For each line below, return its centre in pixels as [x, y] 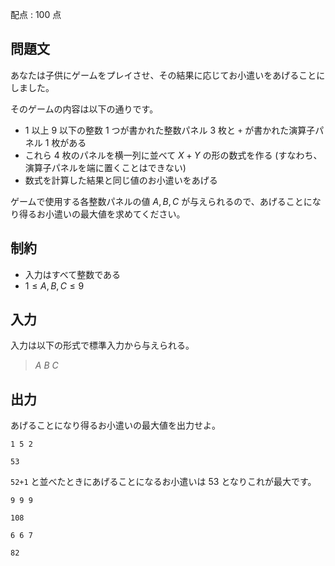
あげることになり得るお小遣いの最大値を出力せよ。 [115, 425]
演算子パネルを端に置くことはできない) [105, 167]
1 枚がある [65, 142]
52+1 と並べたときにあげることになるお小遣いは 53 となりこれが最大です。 [163, 482]
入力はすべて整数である [73, 274]
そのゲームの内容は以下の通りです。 [84, 109]
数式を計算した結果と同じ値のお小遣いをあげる [121, 180]
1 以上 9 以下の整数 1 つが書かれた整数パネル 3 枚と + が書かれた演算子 [170, 130]
